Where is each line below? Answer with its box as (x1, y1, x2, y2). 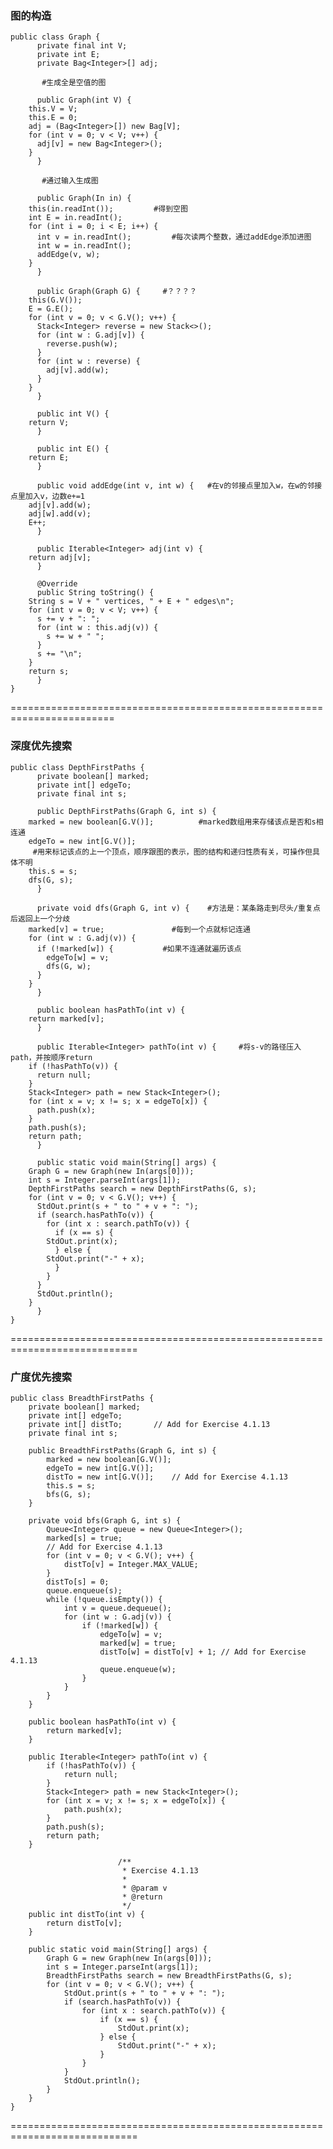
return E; (28, 453, 70, 463)
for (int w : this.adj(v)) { (36, 623, 159, 633)
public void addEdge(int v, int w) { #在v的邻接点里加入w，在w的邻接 (36, 481, 323, 491)
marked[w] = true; (99, 1638, 177, 1648)
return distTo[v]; (46, 1918, 123, 1928)
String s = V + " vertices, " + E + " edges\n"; (28, 597, 235, 607)
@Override (36, 579, 78, 589)
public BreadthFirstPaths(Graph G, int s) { (28, 1445, 217, 1456)
